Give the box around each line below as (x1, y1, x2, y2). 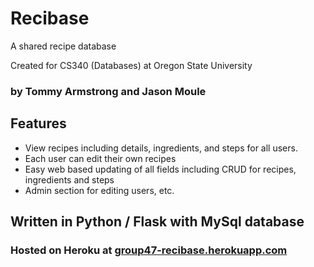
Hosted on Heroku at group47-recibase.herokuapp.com (10, 243, 288, 257)
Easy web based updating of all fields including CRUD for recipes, (24, 163, 297, 175)
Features (10, 115, 67, 132)
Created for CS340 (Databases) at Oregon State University (10, 59, 253, 71)
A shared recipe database (10, 40, 117, 52)
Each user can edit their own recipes (24, 152, 177, 164)
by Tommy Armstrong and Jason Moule (10, 84, 207, 98)
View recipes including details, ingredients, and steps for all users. (24, 142, 298, 154)
